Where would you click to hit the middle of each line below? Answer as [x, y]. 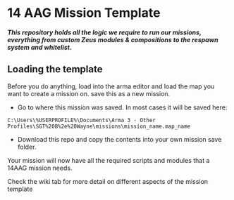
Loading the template [55, 69]
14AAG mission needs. [40, 168]
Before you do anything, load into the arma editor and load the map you [111, 86]
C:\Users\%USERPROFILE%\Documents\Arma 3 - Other [82, 120]
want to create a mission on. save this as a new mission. [89, 93]
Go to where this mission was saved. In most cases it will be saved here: [122, 107]
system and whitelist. [40, 47]
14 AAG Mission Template [84, 13]
